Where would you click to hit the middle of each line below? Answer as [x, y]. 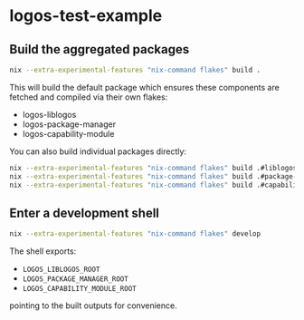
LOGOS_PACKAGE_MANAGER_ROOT [75, 279]
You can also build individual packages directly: [98, 151]
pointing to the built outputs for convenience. [94, 305]
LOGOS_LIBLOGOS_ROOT [61, 270]
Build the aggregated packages [100, 49]
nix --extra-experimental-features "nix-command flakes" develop [135, 234]
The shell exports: [43, 251]
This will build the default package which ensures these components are [145, 87]
